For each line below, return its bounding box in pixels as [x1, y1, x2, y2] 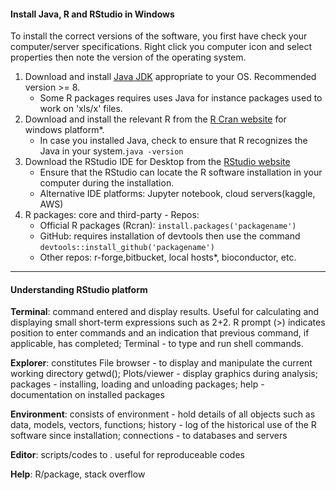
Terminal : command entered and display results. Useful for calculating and [10, 306, 320, 318]
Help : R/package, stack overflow [10, 468, 146, 480]
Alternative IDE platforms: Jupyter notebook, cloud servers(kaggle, [39, 188, 316, 200]
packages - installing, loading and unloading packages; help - [10, 378, 265, 390]
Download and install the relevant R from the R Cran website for [24, 113, 287, 125]
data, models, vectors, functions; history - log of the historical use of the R [10, 419, 317, 431]
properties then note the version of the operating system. [10, 51, 247, 64]
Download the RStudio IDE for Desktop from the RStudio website [24, 156, 291, 168]
